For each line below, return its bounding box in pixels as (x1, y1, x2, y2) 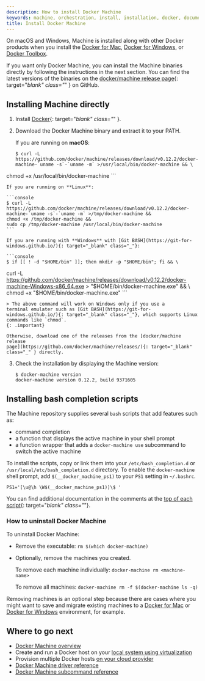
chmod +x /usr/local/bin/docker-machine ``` (6, 172, 117, 180)
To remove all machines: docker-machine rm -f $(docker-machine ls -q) (15, 583, 198, 591)
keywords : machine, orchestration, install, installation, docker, (6, 15, 182, 21)
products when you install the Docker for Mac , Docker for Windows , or (6, 43, 184, 51)
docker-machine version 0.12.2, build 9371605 (15, 377, 136, 383)
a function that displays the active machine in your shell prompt (15, 435, 175, 442)
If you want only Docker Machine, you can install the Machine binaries (6, 62, 183, 69)
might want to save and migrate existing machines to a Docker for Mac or (6, 602, 191, 609)
